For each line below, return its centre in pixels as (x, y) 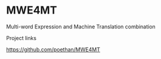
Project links (21, 38)
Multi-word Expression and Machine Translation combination (81, 27)
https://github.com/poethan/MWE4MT (53, 49)
